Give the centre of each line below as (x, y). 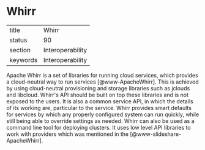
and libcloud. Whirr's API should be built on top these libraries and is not (97, 95)
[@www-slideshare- (156, 134)
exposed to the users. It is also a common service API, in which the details (100, 101)
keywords (24, 60)
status (18, 40)
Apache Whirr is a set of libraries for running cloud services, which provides (102, 75)
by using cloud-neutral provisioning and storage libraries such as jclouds (98, 88)
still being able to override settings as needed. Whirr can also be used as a (100, 120)
